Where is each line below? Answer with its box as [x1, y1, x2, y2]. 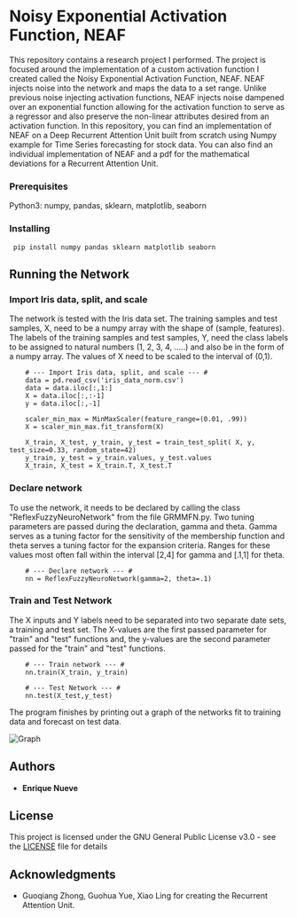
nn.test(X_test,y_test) [25, 691, 113, 700]
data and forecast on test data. [9, 716, 121, 726]
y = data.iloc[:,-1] [25, 399, 101, 409]
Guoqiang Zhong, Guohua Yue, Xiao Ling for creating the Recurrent [21, 890, 268, 901]
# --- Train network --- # [25, 660, 125, 669]
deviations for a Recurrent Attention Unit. [9, 158, 159, 169]
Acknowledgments [9, 866, 117, 882]
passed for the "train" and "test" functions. [9, 643, 166, 654]
